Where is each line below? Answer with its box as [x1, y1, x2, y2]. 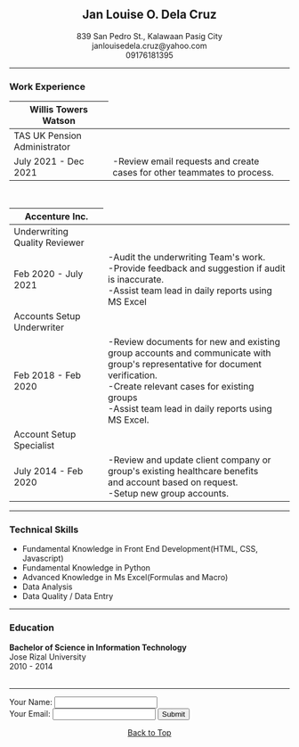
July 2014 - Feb [13, 465, 84, 478]
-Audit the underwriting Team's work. [108, 251, 266, 264]
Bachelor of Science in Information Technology [9, 642, 187, 653]
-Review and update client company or [108, 454, 271, 466]
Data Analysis [21, 581, 73, 592]
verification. [108, 369, 158, 382]
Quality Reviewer [13, 236, 85, 249]
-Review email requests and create [112, 155, 260, 168]
